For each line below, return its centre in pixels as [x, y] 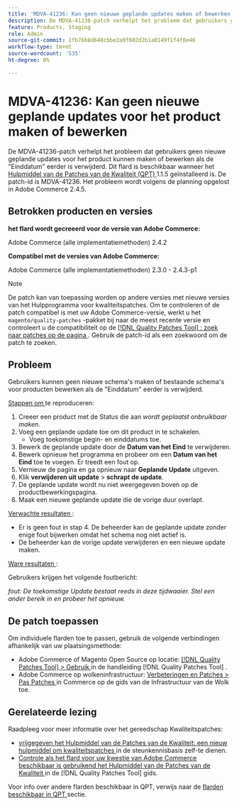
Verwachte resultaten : [41, 514]
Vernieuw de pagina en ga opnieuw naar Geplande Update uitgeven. [119, 470]
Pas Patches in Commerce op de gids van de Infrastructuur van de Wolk [124, 682]
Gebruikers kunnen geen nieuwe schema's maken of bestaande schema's [116, 382]
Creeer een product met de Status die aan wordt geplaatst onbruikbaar [123, 417]
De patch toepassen [53, 621]
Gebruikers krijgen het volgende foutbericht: [73, 577]
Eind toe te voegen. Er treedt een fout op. [79, 462]
